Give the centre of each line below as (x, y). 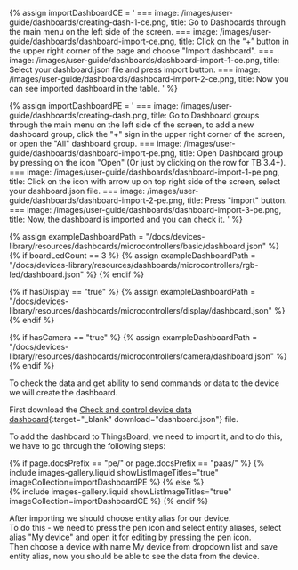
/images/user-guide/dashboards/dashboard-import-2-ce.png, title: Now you (149, 79)
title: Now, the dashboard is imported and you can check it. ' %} (126, 219)
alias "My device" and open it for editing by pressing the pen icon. (130, 537)
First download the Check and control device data (101, 410)
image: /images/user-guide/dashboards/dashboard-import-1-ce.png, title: (145, 60)
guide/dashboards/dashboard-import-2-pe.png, (97, 200)
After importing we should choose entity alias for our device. (120, 518)
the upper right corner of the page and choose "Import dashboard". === (141, 51)
